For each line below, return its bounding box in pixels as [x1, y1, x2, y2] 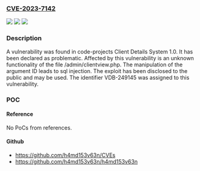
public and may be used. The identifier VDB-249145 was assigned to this [6, 74, 190, 81]
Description [6, 34, 42, 43]
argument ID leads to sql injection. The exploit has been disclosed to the [6, 67, 188, 74]
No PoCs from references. [6, 124, 72, 131]
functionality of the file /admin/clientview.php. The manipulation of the [6, 61, 183, 68]
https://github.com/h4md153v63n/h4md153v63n [15, 158, 138, 165]
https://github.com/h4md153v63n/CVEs [15, 151, 116, 159]
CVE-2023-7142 [6, 4, 56, 13]
